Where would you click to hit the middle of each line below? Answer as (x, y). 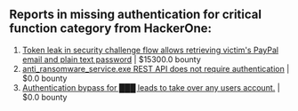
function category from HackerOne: (110, 29)
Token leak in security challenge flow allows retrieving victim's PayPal (150, 50)
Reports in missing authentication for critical (136, 15)
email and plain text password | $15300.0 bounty (112, 59)
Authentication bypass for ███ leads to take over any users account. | (151, 87)
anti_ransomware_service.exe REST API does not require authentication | (156, 68)
